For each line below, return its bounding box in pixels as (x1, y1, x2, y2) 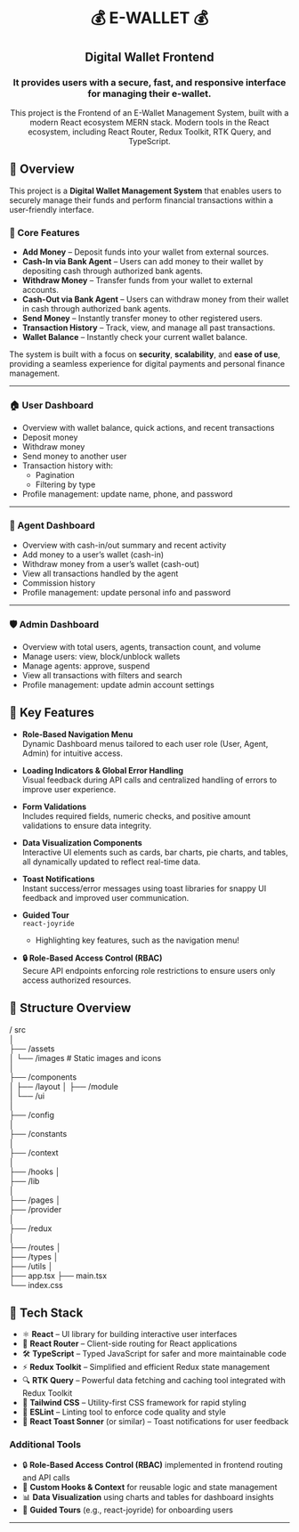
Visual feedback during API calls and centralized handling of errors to (21, 774, 278, 785)
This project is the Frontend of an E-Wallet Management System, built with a (10, 107, 289, 118)
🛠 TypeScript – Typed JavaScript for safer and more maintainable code (21, 1349, 287, 1359)
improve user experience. (21, 783, 117, 794)
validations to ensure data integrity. (21, 820, 152, 831)
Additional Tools (9, 1439, 82, 1451)
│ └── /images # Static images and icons (9, 1052, 162, 1063)
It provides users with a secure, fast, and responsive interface (12, 76, 287, 88)
